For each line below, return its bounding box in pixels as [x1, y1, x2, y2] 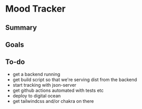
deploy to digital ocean [12, 92, 61, 99]
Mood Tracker [5, 3, 66, 15]
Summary [5, 23, 37, 32]
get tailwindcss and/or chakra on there [12, 98, 94, 104]
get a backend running [12, 71, 61, 77]
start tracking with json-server [12, 82, 76, 88]
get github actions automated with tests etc [12, 87, 104, 93]
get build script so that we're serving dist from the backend [12, 77, 137, 83]
